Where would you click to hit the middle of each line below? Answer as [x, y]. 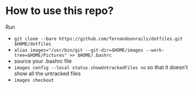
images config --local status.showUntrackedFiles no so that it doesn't [101, 67]
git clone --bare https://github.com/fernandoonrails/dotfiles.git [98, 39]
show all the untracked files [47, 73]
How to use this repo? [60, 11]
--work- [155, 50]
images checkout [34, 80]
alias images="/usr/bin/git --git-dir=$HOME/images [78, 50]
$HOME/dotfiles [33, 44]
